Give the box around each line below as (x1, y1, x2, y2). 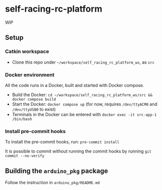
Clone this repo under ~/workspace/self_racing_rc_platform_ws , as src (12, 59, 155, 65)
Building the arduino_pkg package (5, 167, 108, 175)
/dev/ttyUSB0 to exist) (12, 106, 56, 112)
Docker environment (5, 71, 55, 78)
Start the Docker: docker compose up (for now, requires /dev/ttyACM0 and (12, 101, 157, 107)
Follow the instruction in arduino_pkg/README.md (5, 180, 100, 186)
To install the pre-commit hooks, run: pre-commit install (5, 139, 120, 145)
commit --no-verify (5, 154, 45, 158)
